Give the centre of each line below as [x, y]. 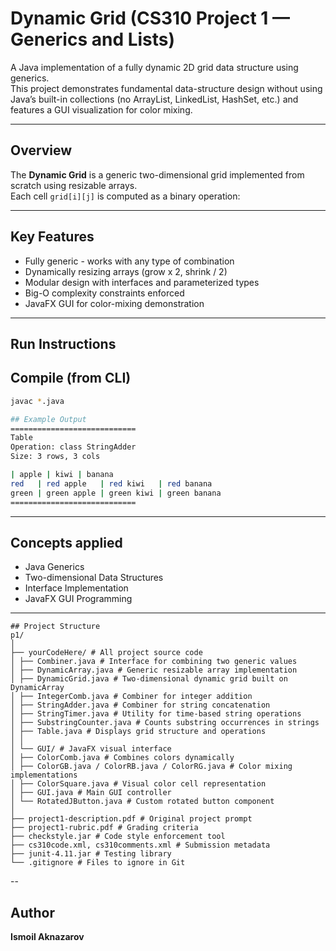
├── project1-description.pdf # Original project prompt [131, 819]
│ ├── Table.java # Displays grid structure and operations [138, 732]
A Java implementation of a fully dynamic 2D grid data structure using [154, 67]
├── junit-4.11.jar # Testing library [91, 854]
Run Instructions [63, 343]
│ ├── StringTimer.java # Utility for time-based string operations [156, 714]
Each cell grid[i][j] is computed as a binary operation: [125, 196]
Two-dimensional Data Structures [94, 578]
